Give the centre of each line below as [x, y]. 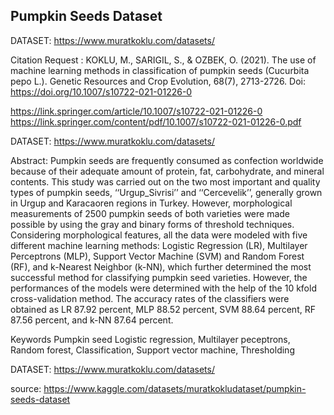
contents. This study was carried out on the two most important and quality [165, 181]
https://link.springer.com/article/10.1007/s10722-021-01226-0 [136, 111]
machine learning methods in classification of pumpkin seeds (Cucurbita [160, 70]
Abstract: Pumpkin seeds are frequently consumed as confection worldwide [167, 160]
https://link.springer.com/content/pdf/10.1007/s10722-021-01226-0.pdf [156, 121]
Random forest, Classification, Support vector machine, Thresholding [152, 350]
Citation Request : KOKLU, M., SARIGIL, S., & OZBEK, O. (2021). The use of [163, 60]
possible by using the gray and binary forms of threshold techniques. [152, 224]
